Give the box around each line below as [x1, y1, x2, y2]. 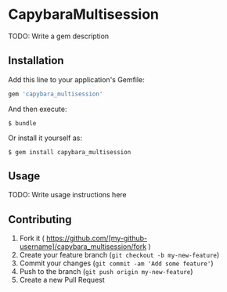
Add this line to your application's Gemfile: [8, 74, 145, 84]
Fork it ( [19, 233, 45, 243]
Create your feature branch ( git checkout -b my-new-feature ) [19, 251, 220, 260]
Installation [8, 54, 64, 67]
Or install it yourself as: [8, 133, 82, 142]
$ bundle [8, 119, 37, 127]
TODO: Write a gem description [8, 31, 110, 41]
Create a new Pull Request [19, 276, 106, 285]
